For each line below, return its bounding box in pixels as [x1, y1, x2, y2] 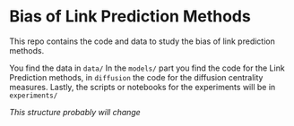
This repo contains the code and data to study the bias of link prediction [9, 36, 275, 46]
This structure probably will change [9, 106, 141, 117]
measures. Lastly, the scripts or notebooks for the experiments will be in [9, 81, 276, 92]
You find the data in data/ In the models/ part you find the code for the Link [9, 63, 285, 73]
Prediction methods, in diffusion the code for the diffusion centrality [9, 71, 264, 82]
